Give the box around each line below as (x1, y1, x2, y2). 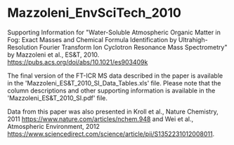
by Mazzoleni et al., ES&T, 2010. (7, 50, 100, 59)
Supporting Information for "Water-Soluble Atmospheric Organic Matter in (7, 28, 221, 36)
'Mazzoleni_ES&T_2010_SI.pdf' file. (7, 93, 108, 102)
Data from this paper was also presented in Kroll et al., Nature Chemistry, (7, 107, 219, 116)
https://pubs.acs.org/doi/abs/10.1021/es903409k (7, 57, 148, 66)
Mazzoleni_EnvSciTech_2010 (7, 5, 181, 21)
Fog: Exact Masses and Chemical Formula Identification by (7, 35, 177, 43)
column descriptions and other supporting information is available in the (7, 86, 216, 95)
